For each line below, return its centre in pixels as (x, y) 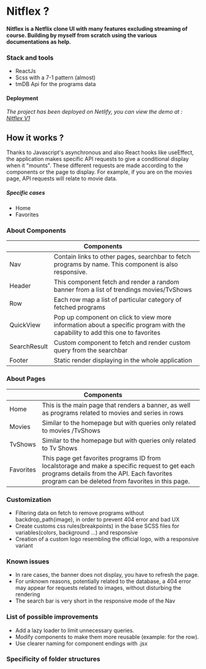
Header (20, 286)
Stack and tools (30, 58)
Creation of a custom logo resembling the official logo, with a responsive (107, 539)
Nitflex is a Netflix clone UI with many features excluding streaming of (97, 28)
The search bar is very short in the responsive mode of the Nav (95, 601)
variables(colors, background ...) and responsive (76, 532)
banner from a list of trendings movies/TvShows (123, 290)
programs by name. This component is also (116, 264)
